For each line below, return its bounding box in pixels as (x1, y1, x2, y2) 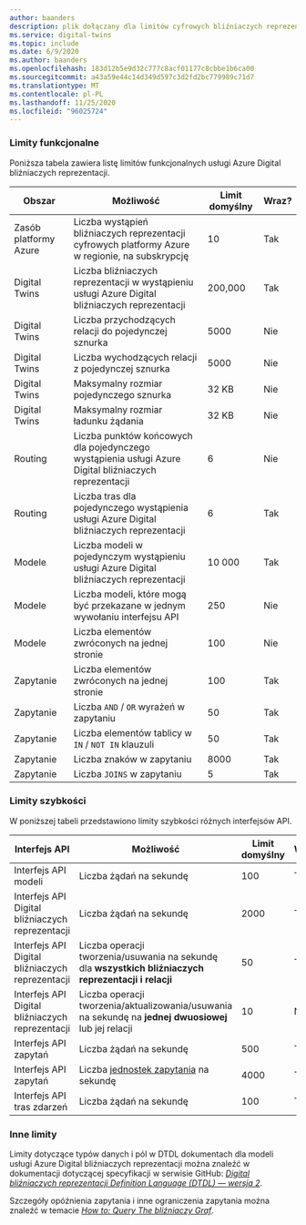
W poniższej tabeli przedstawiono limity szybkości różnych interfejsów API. (9, 815, 292, 826)
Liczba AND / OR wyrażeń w (73, 700, 185, 713)
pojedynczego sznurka (73, 388, 172, 401)
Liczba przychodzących (73, 313, 176, 326)
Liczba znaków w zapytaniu (73, 752, 192, 765)
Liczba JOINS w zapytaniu (73, 767, 182, 780)
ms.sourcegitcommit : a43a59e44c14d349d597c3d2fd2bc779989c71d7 (9, 73, 255, 82)
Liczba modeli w (73, 538, 144, 551)
